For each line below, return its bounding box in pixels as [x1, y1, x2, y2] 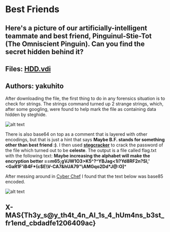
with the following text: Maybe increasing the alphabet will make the [5, 152, 151, 159]
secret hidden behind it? [5, 47, 84, 56]
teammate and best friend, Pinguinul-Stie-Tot [5, 31, 152, 40]
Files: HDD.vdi [5, 64, 51, 73]
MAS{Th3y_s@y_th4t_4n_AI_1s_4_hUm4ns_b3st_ [5, 211, 164, 220]
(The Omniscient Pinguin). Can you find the [5, 40, 145, 48]
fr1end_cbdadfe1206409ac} [5, 219, 96, 227]
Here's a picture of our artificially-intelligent [5, 24, 148, 32]
